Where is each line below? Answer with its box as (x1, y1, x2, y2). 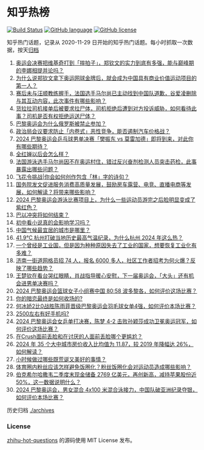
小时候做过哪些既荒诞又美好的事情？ (15, 355, 107, 362)
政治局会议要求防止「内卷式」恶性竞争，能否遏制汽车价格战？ (15, 127, 171, 134)
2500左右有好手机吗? (15, 310, 69, 317)
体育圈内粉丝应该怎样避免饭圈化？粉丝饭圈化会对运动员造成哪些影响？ (15, 363, 192, 370)
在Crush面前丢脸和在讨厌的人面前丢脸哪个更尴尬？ (15, 333, 143, 340)
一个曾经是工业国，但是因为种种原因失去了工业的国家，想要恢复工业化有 (15, 241, 197, 249)
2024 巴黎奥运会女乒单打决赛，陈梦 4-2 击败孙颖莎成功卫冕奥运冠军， (15, 317, 192, 325)
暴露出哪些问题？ (15, 165, 59, 173)
